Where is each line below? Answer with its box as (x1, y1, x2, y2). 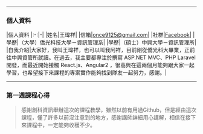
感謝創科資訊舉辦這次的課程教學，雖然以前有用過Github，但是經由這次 (21, 106, 197, 113)
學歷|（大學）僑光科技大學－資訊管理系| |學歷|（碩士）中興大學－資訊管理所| (6, 39, 197, 46)
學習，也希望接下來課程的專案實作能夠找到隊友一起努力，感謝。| (6, 69, 167, 76)
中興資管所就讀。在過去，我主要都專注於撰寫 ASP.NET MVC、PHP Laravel (11, 54, 196, 61)
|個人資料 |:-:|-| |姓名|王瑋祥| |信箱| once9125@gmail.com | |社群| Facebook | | (6, 31, 195, 39)
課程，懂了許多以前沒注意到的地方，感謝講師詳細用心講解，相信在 (21, 113, 185, 121)
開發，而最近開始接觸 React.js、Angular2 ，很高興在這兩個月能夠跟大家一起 (6, 62, 195, 69)
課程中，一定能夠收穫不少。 (26, 121, 95, 129)
